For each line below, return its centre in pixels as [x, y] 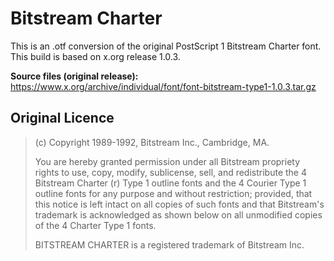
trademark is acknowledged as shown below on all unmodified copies [178, 214]
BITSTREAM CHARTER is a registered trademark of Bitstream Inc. [169, 244]
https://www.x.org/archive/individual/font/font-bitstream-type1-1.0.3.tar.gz [163, 86]
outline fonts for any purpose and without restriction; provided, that [173, 193]
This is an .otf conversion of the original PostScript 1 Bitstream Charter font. [166, 46]
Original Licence [62, 118]
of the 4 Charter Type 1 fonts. [95, 225]
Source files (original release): [74, 76]
